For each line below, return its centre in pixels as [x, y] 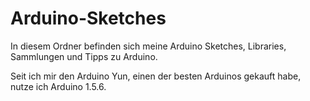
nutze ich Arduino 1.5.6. [58, 86]
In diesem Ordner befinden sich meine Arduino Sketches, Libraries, [148, 46]
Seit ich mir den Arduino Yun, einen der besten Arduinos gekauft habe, [156, 76]
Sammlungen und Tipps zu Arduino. [84, 56]
